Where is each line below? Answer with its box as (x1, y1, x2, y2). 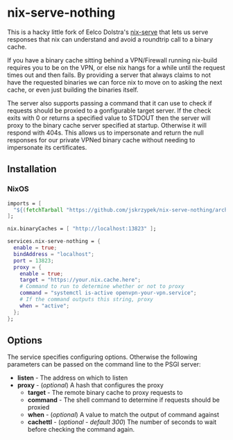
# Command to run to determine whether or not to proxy (19, 283, 185, 290)
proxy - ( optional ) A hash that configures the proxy (17, 381, 164, 389)
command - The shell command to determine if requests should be (27, 396, 220, 404)
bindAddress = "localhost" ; (13, 251, 95, 257)
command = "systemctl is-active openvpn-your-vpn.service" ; (19, 289, 197, 296)
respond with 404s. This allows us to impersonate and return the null (7, 128, 205, 137)
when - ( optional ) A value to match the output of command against (27, 411, 220, 419)
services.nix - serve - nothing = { (7, 238, 101, 245)
